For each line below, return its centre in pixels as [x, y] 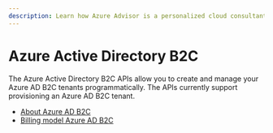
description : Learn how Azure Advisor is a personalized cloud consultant [138, 16]
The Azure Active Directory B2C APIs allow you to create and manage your [133, 79]
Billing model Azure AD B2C [67, 120]
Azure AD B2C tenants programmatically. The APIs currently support [123, 87]
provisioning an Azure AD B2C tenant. [72, 96]
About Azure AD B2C [55, 111]
